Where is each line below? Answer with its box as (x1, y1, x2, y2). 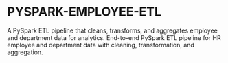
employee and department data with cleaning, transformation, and (7, 41, 194, 49)
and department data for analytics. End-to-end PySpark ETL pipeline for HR (7, 33, 221, 41)
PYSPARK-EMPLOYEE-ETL (7, 4, 161, 20)
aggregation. (7, 48, 43, 56)
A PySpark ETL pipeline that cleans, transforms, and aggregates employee (7, 26, 218, 35)
